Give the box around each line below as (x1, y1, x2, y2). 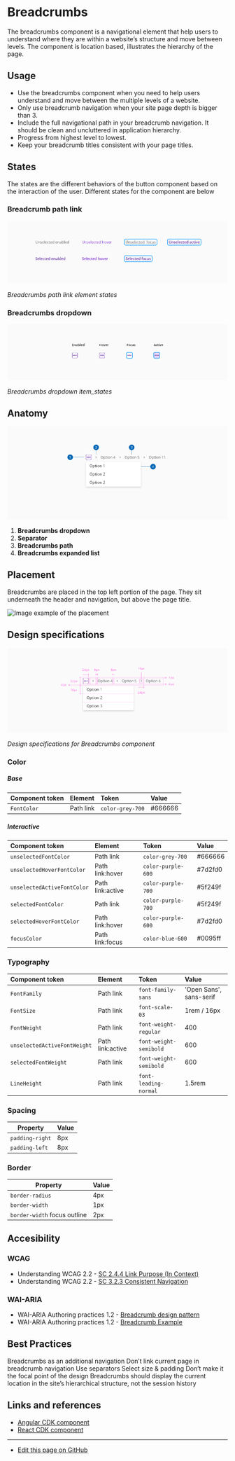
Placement (7, 569, 55, 581)
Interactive (7, 822, 40, 831)
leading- (138, 1080, 164, 1087)
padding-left (10, 1144, 48, 1152)
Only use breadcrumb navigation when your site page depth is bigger (17, 103, 218, 112)
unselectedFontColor (10, 853, 71, 860)
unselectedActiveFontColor (10, 884, 89, 891)
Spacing (7, 1106, 36, 1116)
